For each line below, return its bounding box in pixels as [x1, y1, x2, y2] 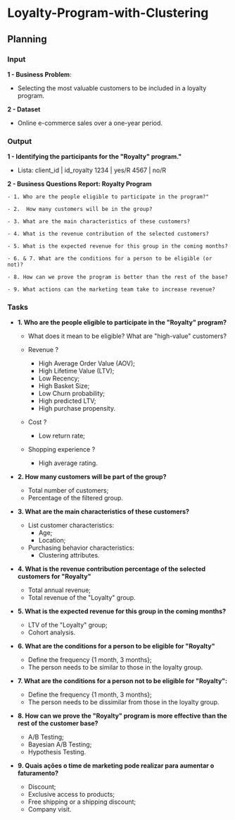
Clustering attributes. [38, 551, 100, 560]
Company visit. [27, 805, 72, 814]
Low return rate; [38, 432, 86, 440]
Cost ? [27, 418, 47, 426]
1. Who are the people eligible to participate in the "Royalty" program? [17, 318, 227, 327]
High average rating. [38, 459, 99, 467]
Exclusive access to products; [27, 790, 115, 799]
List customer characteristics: [27, 521, 115, 530]
